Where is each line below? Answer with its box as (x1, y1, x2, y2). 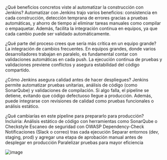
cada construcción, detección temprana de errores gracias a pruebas (5, 15, 148, 20)
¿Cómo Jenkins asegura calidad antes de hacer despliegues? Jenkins (5, 77, 149, 82)
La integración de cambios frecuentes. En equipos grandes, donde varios (5, 46, 156, 51)
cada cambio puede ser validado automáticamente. (5, 31, 111, 36)
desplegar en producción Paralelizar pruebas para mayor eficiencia (5, 139, 144, 145)
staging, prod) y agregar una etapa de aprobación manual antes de (5, 134, 143, 140)
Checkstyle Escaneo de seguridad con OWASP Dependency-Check (5, 123, 145, 129)
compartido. (5, 67, 30, 73)
